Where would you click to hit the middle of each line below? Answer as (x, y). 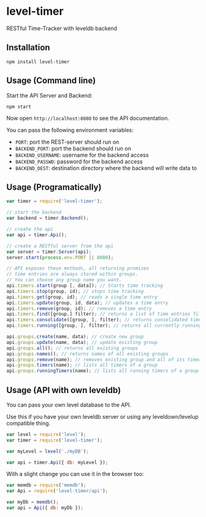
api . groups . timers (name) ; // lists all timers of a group (82, 365)
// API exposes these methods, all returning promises (78, 268)
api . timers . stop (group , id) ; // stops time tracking (75, 291)
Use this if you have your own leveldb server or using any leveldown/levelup (103, 416)
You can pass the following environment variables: (70, 130)
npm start (19, 107)
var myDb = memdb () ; (33, 502)
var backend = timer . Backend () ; (48, 218)
